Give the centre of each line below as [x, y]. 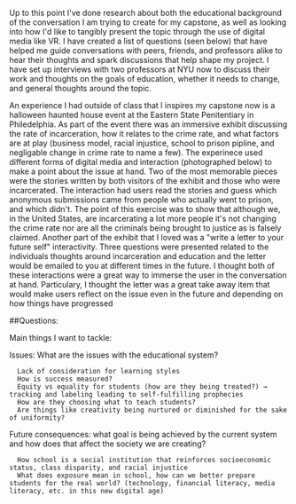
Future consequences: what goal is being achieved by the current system [143, 434]
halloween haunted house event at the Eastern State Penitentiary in [132, 115]
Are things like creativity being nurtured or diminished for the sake [152, 410]
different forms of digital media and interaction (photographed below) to [140, 162]
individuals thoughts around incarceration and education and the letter [138, 256]
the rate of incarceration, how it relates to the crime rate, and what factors [144, 134]
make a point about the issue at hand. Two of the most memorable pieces [143, 171]
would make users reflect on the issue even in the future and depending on [146, 294]
